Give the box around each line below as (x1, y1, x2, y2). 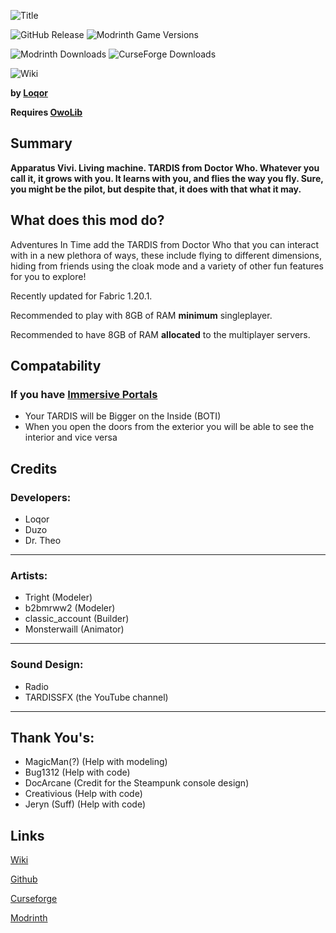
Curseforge (10, 893, 58, 905)
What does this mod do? (10, 212, 165, 229)
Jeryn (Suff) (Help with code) (24, 798, 147, 810)
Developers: (10, 490, 72, 504)
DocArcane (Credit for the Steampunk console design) (24, 777, 250, 789)
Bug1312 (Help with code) (24, 766, 131, 779)
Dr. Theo (24, 535, 62, 546)
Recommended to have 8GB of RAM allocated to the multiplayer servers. (10, 328, 311, 340)
